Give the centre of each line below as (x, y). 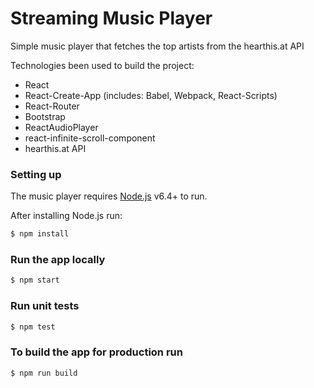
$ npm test (33, 327)
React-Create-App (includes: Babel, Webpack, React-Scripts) (151, 95)
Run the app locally (58, 260)
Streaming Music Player (111, 18)
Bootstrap (45, 116)
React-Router (52, 106)
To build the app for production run (96, 352)
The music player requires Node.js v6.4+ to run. (109, 196)
